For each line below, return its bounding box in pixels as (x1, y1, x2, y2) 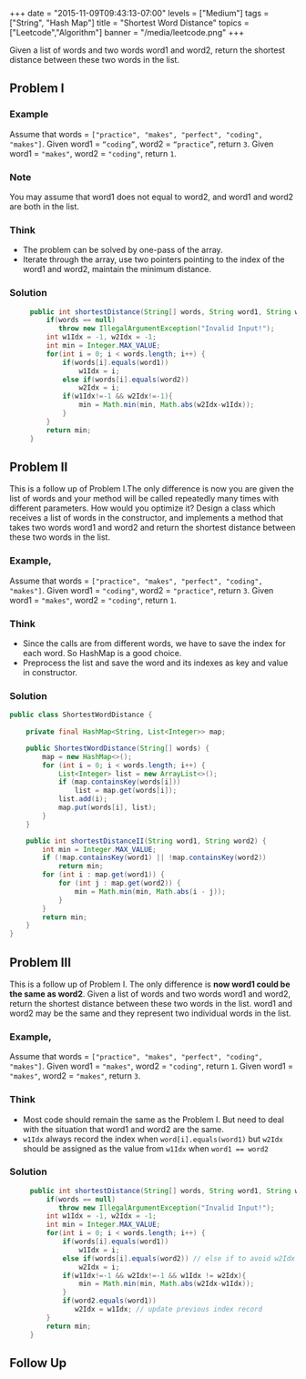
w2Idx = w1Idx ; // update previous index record (74, 1305, 262, 1314)
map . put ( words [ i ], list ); (57, 803, 157, 813)
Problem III (9, 955, 71, 970)
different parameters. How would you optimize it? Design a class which (9, 502, 276, 513)
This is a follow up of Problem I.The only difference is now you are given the (9, 483, 294, 494)
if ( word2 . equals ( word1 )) (62, 1296, 157, 1305)
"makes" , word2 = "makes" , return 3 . (9, 1070, 141, 1081)
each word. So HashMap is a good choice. (22, 647, 182, 658)
